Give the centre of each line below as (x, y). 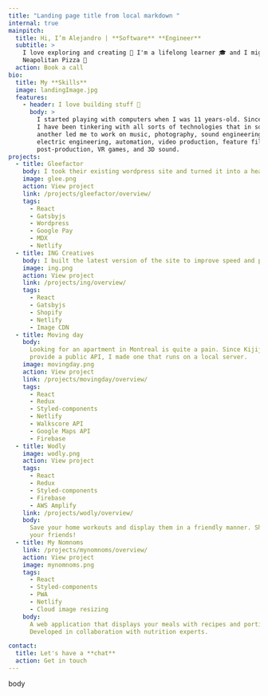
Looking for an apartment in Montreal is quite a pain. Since (135, 350)
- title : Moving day (49, 335)
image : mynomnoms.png (58, 565)
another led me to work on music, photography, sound (128, 134)
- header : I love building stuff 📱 (82, 105)
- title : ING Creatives (55, 253)
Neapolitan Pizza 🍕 (55, 61)
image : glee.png (50, 179)
